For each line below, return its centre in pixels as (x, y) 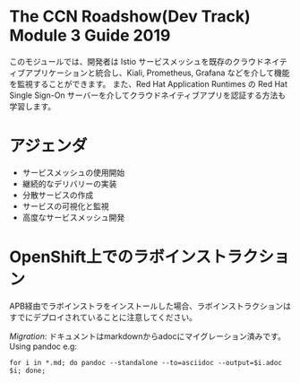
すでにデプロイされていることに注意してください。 (103, 317)
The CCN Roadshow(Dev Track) (130, 17)
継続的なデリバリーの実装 (69, 183)
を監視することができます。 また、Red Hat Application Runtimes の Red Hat (149, 83)
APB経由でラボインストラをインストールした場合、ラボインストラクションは (150, 306)
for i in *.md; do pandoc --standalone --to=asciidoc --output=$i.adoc (146, 362)
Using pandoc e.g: (43, 346)
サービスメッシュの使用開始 (73, 172)
